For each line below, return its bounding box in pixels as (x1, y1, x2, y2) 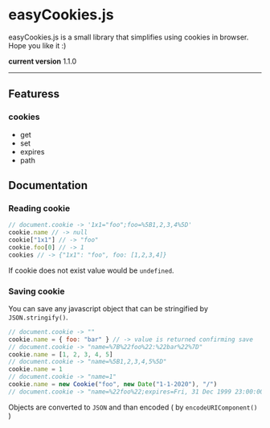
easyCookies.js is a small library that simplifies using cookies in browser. (8, 32, 249, 42)
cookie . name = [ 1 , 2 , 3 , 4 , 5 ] (8, 350, 113, 359)
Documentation (8, 179, 88, 192)
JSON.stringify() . (8, 312, 68, 322)
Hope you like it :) (8, 40, 67, 50)
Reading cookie (8, 203, 71, 214)
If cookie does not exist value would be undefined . (8, 265, 174, 275)
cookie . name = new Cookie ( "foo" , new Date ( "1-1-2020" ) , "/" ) (8, 381, 218, 389)
